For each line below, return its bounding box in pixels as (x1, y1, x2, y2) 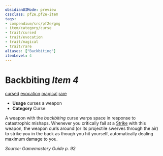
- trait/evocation (5, 35, 43, 40)
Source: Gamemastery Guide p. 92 (5, 146, 76, 152)
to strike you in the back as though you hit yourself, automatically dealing (5, 131, 154, 137)
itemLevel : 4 (5, 53, 32, 58)
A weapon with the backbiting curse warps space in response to (5, 115, 136, 121)
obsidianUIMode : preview (5, 7, 56, 12)
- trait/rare (5, 44, 32, 49)
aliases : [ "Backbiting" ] (5, 48, 56, 53)
